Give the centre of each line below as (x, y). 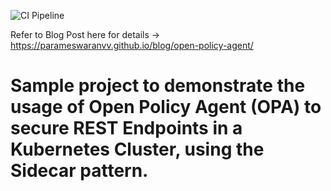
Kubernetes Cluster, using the (137, 149)
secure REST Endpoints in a (126, 128)
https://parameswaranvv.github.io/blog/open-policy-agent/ (132, 45)
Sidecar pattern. (79, 171)
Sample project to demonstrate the (158, 86)
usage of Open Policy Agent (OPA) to (166, 107)
